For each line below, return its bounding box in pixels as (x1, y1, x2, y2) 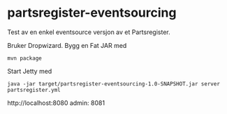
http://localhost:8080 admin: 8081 (7, 99, 105, 107)
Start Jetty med (7, 67, 52, 75)
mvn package (7, 54, 42, 62)
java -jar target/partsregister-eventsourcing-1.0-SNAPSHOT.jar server (7, 80, 220, 88)
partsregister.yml (7, 86, 61, 93)
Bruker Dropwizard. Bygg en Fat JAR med (7, 41, 127, 49)
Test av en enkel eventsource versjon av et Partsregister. (7, 28, 170, 36)
